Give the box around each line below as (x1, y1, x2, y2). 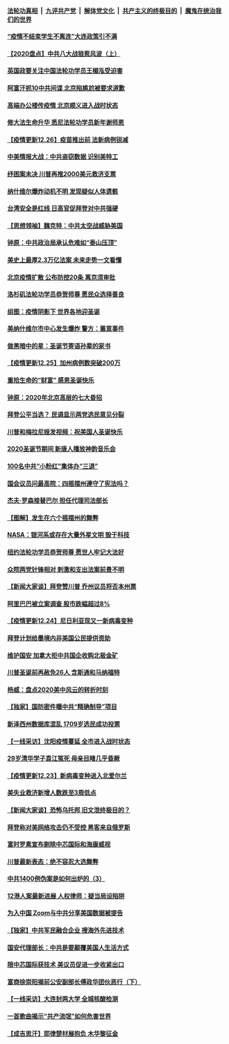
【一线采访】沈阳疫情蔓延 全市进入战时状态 (7, 737, 130, 745)
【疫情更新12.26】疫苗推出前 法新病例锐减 (7, 135, 128, 144)
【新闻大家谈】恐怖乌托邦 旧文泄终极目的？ (7, 806, 130, 814)
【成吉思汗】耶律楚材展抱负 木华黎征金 (7, 1029, 119, 1038)
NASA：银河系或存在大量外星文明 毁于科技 (7, 531, 130, 539)
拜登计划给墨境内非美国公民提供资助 (7, 633, 111, 642)
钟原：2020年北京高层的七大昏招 (7, 393, 103, 401)
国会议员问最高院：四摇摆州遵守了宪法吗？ (7, 479, 129, 488)
